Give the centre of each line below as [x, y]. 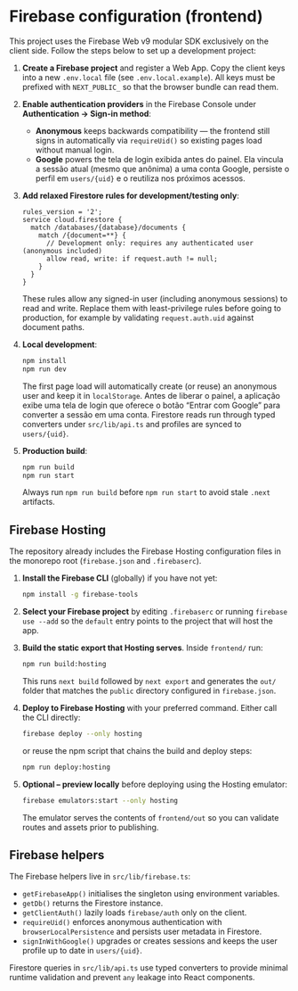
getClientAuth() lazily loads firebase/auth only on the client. [134, 913]
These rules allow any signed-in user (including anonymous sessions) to [155, 298]
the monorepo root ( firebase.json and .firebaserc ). [105, 561]
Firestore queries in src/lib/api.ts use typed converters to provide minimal [149, 968]
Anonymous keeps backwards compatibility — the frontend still [153, 130]
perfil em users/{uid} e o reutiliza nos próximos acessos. [141, 178]
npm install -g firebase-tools [80, 595]
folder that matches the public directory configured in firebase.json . [149, 690]
